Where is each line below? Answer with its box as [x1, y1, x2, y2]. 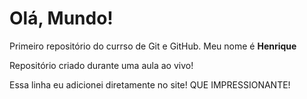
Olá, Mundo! [9, 7, 114, 30]
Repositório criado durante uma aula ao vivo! [9, 59, 194, 71]
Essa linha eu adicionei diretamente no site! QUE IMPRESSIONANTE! [9, 78, 291, 91]
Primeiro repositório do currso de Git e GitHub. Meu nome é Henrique [9, 40, 297, 52]
